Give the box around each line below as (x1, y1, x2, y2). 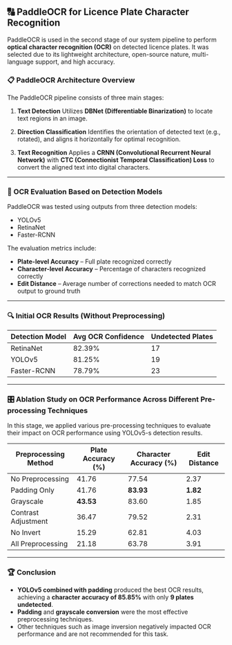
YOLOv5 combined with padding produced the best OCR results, (17, 585, 204, 594)
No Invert (10, 528, 41, 537)
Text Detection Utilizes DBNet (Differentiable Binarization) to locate (17, 107, 213, 116)
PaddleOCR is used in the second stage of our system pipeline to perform (7, 35, 217, 44)
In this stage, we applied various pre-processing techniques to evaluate (7, 421, 211, 429)
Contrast (10, 508, 39, 517)
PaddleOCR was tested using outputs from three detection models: (7, 203, 197, 211)
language (7, 57, 34, 66)
